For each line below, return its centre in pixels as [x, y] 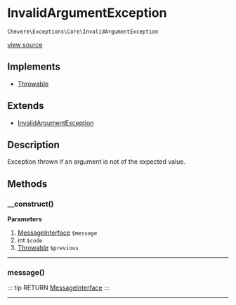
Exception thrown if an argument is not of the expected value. [97, 162]
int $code [30, 240]
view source [25, 44]
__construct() [31, 204]
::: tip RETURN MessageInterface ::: [59, 288]
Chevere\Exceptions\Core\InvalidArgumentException [83, 32]
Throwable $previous [48, 248]
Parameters [25, 219]
